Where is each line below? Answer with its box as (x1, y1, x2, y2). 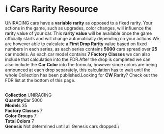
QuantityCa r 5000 (5, 97, 43, 103)
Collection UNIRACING (5, 92, 52, 98)
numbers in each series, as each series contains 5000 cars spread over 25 (5, 46, 158, 52)
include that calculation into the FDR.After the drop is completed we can (5, 56, 151, 62)
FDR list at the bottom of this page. (5, 77, 76, 83)
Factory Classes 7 (5, 107, 43, 113)
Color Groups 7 (5, 113, 37, 119)
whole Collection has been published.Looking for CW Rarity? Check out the (5, 72, 158, 78)
